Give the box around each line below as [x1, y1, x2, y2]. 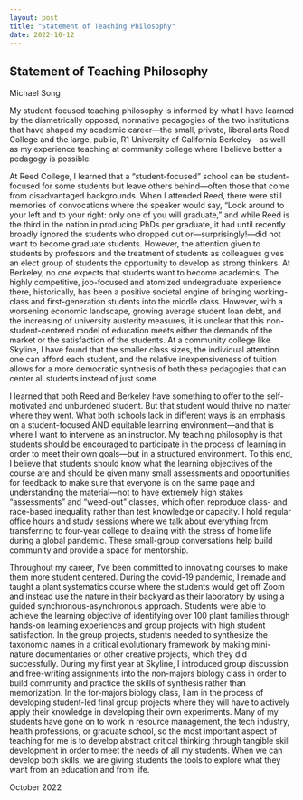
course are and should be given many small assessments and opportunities [9, 467, 291, 478]
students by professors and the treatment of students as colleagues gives [9, 248, 285, 259]
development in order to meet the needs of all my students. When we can [9, 745, 283, 757]
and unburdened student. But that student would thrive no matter [48, 400, 291, 411]
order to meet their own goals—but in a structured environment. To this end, [9, 448, 293, 459]
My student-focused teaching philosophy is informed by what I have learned [9, 105, 294, 116]
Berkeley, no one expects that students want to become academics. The [9, 267, 279, 278]
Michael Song [9, 88, 61, 99]
